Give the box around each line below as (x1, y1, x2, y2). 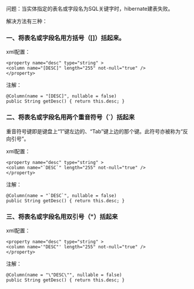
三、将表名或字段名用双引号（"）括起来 (6, 212, 118, 221)
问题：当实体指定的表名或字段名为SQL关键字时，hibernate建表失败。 (6, 5, 173, 12)
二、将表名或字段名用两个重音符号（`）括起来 (6, 113, 135, 121)
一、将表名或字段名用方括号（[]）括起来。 (6, 34, 125, 42)
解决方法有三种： (6, 18, 48, 25)
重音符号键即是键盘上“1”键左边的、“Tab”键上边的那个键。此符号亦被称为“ (6, 127, 183, 134)
